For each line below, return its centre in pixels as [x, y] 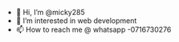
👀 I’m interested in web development [76, 21]
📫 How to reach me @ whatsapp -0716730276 [94, 29]
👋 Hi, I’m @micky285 [51, 12]
